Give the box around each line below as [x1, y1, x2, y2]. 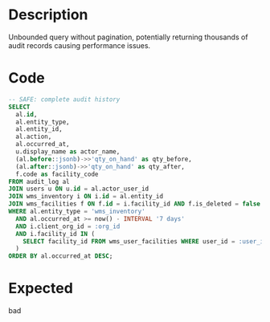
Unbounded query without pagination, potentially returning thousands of [8, 32, 248, 42]
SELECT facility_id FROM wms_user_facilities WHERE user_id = [22, 237, 235, 246]
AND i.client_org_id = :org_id [15, 222, 121, 230]
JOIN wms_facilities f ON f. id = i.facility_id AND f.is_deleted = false [8, 200, 261, 208]
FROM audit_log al [8, 177, 70, 185]
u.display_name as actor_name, [15, 148, 121, 156]
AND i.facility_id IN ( [15, 230, 95, 238]
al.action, [15, 132, 52, 141]
